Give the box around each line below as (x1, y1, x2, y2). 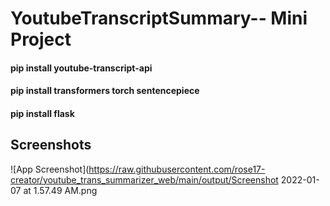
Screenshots (10, 137, 92, 154)
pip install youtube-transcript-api (10, 62, 153, 74)
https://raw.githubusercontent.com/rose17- (88, 163, 266, 175)
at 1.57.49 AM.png (23, 184, 98, 196)
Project (10, 28, 72, 51)
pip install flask (10, 107, 75, 119)
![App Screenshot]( (10, 163, 90, 175)
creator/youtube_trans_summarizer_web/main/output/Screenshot (10, 173, 279, 186)
